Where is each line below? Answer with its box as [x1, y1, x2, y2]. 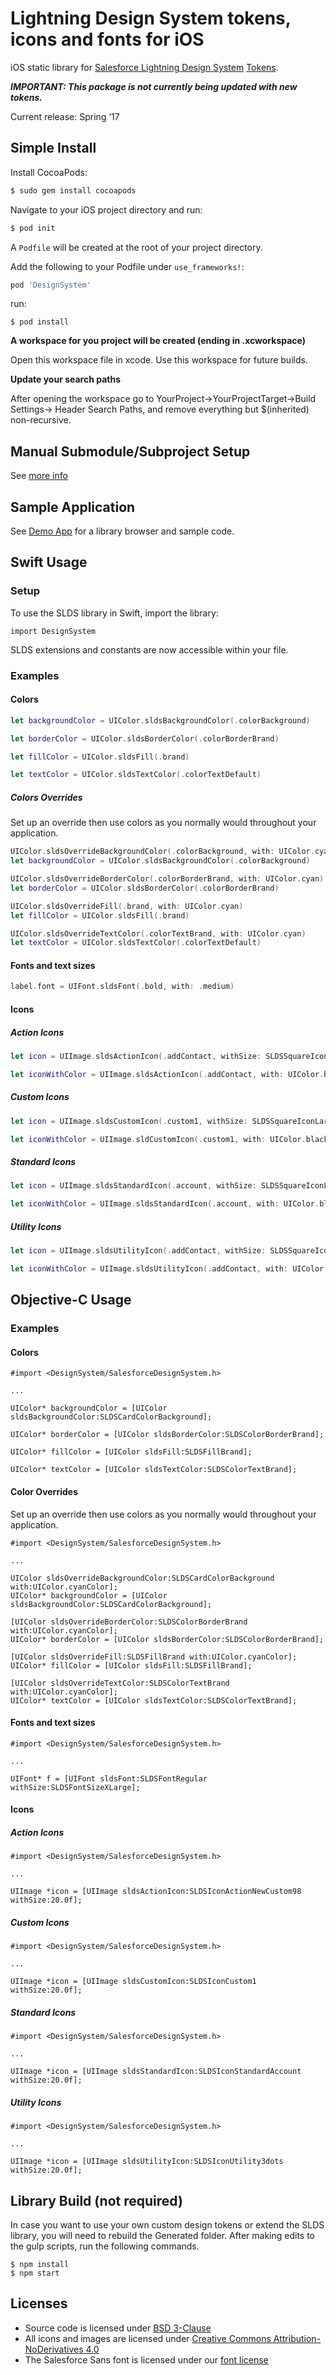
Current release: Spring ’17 [10, 110, 120, 122]
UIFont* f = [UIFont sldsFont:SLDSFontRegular [10, 1773, 208, 1784]
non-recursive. [10, 414, 72, 426]
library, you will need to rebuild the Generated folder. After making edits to [10, 2230, 315, 2242]
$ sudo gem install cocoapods [10, 185, 137, 196]
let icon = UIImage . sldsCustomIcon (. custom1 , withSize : [10, 1116, 248, 1126]
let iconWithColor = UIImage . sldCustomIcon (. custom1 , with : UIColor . [10, 1134, 307, 1144]
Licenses [10, 2295, 68, 2312]
